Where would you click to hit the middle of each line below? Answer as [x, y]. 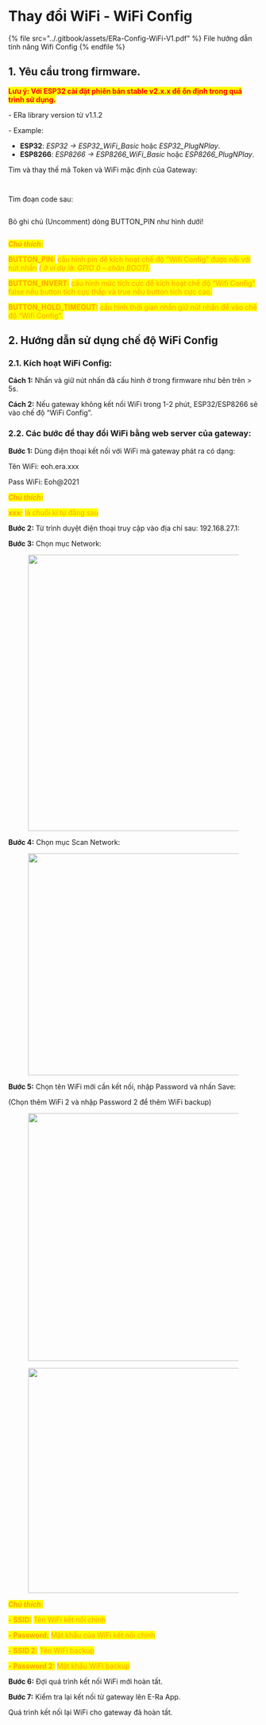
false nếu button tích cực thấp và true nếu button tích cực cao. [110, 291]
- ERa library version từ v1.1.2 [56, 115]
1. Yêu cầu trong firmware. [75, 72]
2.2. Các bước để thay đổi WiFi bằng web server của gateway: [130, 433]
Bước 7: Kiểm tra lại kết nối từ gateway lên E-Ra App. [94, 1696]
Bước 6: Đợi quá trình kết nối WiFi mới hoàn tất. [85, 1681]
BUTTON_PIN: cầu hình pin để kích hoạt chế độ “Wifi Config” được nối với [130, 259]
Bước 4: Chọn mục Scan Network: [64, 842]
